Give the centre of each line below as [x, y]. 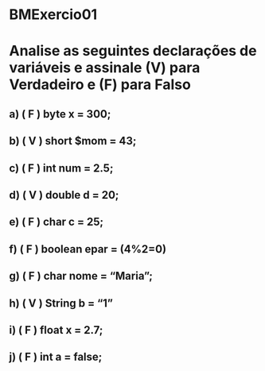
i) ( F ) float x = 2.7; [56, 330]
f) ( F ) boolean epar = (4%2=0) [88, 249]
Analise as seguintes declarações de [133, 51]
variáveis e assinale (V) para [105, 68]
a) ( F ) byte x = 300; [60, 114]
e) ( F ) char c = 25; [57, 222]
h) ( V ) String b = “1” [61, 303]
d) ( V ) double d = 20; [64, 195]
